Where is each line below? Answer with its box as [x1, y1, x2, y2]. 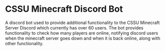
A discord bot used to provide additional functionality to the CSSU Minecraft [5, 20, 160, 25]
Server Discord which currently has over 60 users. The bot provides [5, 25, 144, 30]
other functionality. [5, 40, 43, 46]
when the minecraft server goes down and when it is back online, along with [5, 35, 161, 41]
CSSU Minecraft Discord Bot [5, 3, 124, 15]
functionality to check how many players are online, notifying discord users [5, 30, 158, 36]
